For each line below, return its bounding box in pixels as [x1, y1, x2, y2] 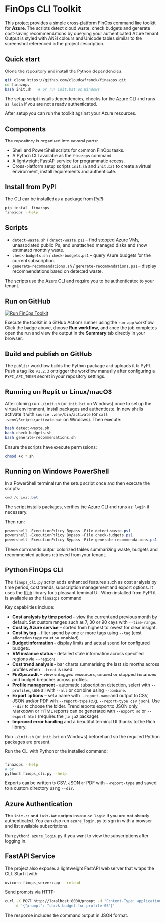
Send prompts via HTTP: [5, 889, 55, 895]
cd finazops [5, 82, 29, 87]
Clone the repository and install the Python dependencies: [5, 68, 123, 74]
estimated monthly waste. [12, 247, 65, 253]
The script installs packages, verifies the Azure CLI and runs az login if [5, 504, 150, 510]
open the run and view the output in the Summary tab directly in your [5, 330, 146, 336]
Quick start [5, 55, 40, 64]
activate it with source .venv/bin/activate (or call [5, 411, 108, 417]
